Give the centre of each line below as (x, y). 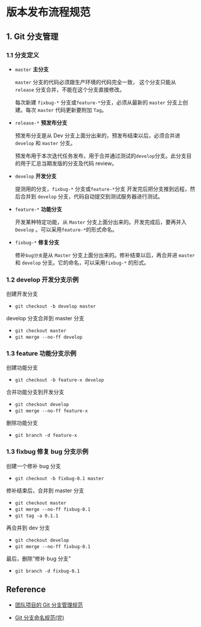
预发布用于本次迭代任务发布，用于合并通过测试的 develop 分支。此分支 (100, 156)
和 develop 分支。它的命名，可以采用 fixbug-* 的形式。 (82, 262)
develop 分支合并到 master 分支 (45, 318)
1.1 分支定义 (23, 55)
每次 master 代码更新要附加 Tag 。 (66, 110)
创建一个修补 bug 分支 (34, 466)
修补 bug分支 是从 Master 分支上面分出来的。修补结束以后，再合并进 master (105, 255)
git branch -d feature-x (46, 436)
